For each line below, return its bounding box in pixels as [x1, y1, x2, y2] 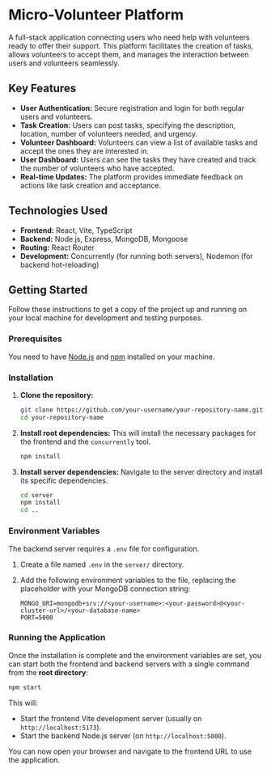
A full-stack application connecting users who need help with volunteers [8, 32, 250, 42]
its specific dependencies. [19, 475, 108, 485]
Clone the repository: [19, 390, 94, 399]
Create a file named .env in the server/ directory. [19, 560, 184, 569]
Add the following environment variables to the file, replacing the [19, 575, 236, 585]
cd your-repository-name [19, 413, 104, 421]
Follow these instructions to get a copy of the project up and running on [8, 305, 248, 315]
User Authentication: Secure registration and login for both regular [19, 103, 245, 112]
